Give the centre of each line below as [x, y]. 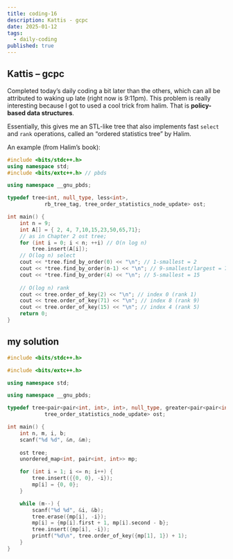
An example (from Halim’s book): [54, 147]
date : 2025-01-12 [32, 26]
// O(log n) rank [45, 288]
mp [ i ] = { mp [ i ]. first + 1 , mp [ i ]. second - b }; [101, 523]
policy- [201, 106]
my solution [33, 342]
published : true [31, 46]
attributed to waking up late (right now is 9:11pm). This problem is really [109, 98]
